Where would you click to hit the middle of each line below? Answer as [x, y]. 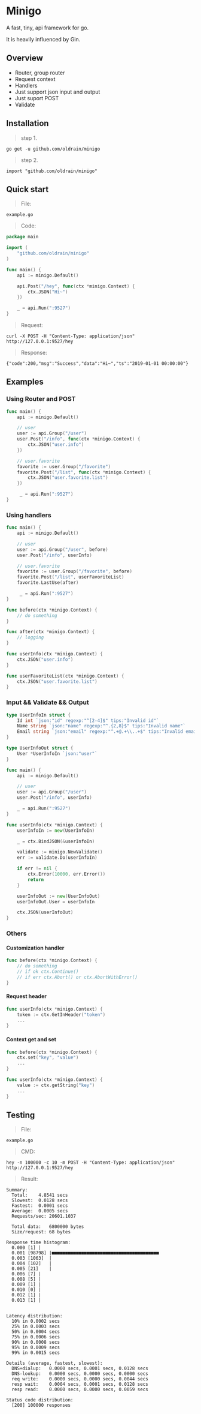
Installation [28, 123]
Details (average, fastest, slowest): [54, 1364]
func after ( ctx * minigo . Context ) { [51, 632]
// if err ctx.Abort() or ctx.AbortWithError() [77, 977]
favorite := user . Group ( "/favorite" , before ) [75, 571]
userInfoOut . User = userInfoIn [56, 901]
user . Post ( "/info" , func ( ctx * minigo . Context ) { [79, 439]
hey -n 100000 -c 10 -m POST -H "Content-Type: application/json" [91, 1163]
